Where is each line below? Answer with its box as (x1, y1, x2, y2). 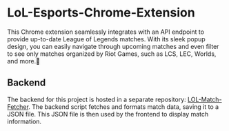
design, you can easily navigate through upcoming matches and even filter (7, 42, 219, 50)
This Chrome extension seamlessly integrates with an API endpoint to (7, 28, 205, 36)
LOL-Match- (187, 95, 222, 103)
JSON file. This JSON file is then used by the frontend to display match (7, 110, 209, 118)
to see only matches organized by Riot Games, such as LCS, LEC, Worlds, (7, 50, 217, 58)
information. (7, 117, 42, 125)
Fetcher (7, 102, 29, 111)
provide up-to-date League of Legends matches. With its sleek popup (7, 34, 206, 43)
